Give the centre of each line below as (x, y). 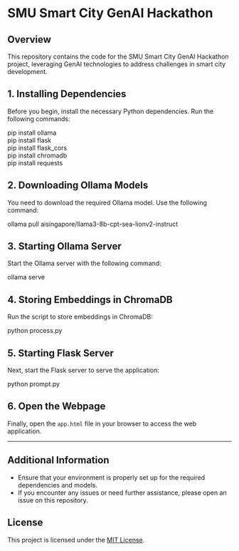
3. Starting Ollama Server (65, 246)
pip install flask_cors (37, 148)
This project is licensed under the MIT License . (76, 540)
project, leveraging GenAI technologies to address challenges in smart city (117, 64)
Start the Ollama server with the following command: (84, 263)
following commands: (39, 118)
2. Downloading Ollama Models (78, 186)
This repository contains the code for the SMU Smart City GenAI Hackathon (118, 56)
